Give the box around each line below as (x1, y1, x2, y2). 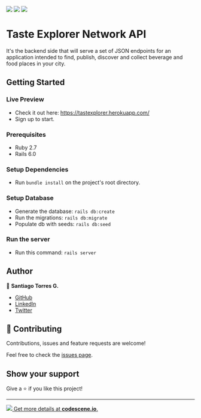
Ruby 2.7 (14, 144, 37, 151)
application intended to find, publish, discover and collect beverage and (6, 53, 183, 61)
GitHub (14, 294, 33, 301)
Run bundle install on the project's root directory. (14, 179, 141, 186)
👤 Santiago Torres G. (6, 282, 59, 289)
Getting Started (6, 77, 65, 88)
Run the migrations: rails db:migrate (14, 213, 108, 221)
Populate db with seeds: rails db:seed (14, 220, 111, 227)
